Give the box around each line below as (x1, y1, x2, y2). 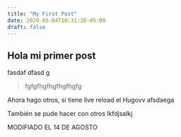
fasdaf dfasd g (7, 68, 50, 77)
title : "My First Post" (7, 10, 78, 18)
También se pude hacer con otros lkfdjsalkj (7, 109, 133, 118)
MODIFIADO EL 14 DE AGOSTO (7, 123, 98, 131)
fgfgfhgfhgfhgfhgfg (24, 82, 83, 90)
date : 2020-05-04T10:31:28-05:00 (7, 17, 106, 24)
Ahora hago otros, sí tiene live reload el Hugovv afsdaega (7, 96, 175, 105)
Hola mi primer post (7, 49, 96, 61)
